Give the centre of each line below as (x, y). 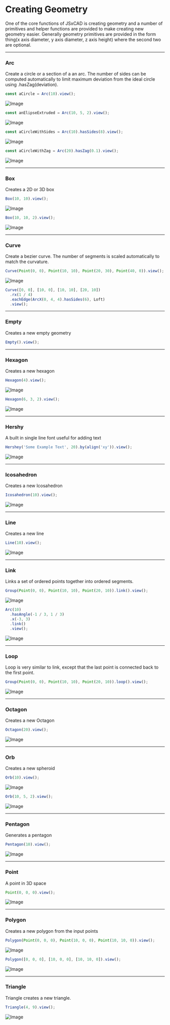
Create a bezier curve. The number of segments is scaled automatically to (82, 257)
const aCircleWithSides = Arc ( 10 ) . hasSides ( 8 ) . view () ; (64, 132)
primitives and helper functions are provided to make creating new (75, 28)
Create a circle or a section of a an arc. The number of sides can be (76, 74)
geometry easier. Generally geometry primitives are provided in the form (80, 34)
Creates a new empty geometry (38, 333)
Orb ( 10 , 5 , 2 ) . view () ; (29, 797)
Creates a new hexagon (30, 371)
